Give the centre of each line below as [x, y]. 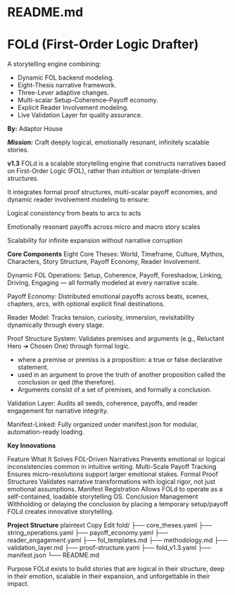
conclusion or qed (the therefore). [66, 382]
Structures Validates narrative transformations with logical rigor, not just [112, 482]
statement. [33, 368]
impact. [18, 584]
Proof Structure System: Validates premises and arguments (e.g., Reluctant [116, 339]
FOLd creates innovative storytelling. [61, 512]
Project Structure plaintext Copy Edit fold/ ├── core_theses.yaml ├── [110, 525]
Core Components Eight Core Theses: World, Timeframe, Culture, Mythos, [116, 254]
